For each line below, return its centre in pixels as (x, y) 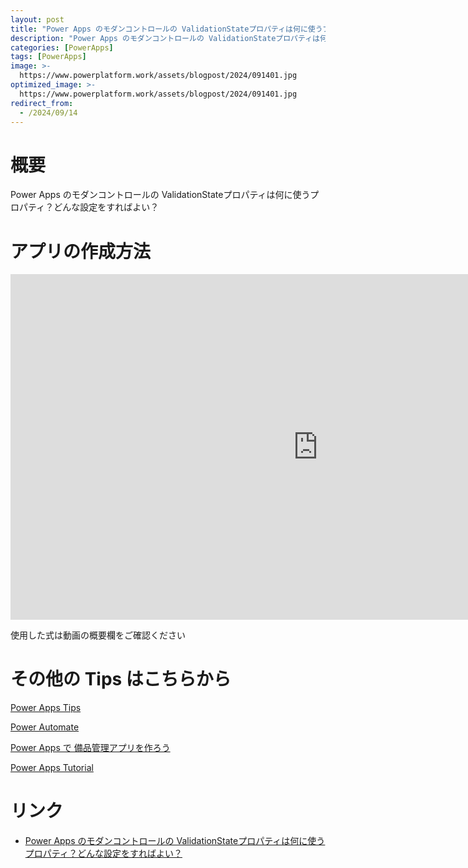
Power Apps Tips (46, 708)
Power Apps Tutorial (52, 768)
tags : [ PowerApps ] (48, 57)
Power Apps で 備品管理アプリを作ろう (90, 748)
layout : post (37, 19)
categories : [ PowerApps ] (62, 47)
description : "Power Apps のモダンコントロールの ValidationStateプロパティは (165, 38)
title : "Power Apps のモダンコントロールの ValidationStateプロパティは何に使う (166, 29)
